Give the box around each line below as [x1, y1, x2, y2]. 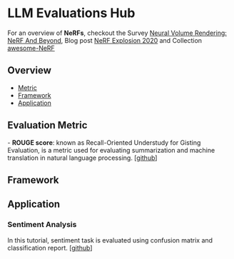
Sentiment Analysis [7, 220, 77, 230]
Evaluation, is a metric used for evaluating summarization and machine [7, 146, 215, 154]
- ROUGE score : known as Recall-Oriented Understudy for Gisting [7, 138, 201, 147]
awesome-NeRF [7, 44, 55, 52]
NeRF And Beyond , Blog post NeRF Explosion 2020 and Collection [7, 36, 202, 44]
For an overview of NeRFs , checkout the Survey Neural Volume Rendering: [7, 29, 227, 37]
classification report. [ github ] [7, 243, 93, 252]
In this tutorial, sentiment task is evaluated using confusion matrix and [7, 235, 213, 244]
